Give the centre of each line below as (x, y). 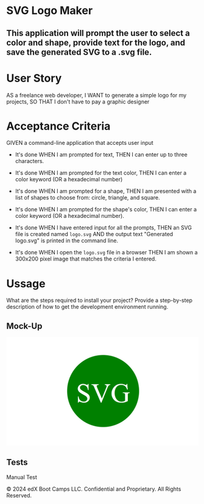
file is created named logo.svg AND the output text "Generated (94, 234)
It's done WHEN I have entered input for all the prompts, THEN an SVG (103, 228)
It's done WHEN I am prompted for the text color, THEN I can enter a (101, 173)
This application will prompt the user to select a (98, 33)
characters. (30, 161)
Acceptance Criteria (58, 126)
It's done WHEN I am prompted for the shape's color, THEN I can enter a (106, 209)
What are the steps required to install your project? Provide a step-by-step (100, 300)
